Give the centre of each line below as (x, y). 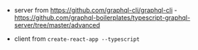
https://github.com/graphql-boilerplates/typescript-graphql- (102, 18)
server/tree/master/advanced (57, 25)
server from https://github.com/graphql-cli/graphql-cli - (95, 10)
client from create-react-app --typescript (77, 39)
